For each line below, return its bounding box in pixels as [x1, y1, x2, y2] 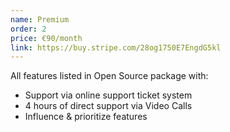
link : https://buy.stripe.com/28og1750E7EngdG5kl [10, 42, 222, 53]
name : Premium [10, 14, 70, 25]
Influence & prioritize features [24, 111, 148, 123]
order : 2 [10, 24, 47, 34]
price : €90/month [10, 33, 83, 43]
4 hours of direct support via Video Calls [24, 100, 193, 112]
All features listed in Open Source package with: [10, 70, 209, 82]
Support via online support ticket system [24, 89, 193, 101]
